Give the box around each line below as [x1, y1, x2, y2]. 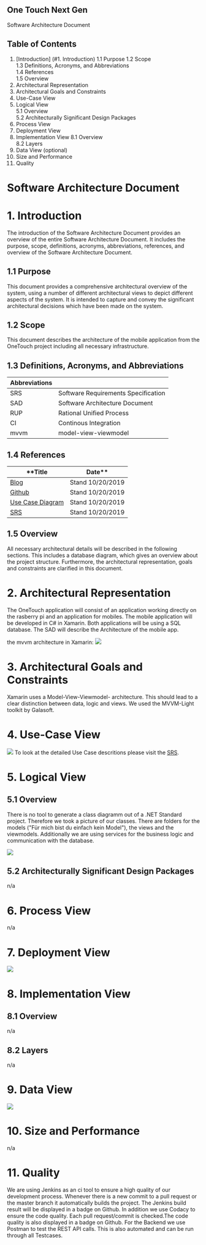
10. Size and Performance [7, 1124, 140, 1138]
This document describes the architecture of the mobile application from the [7, 336, 200, 344]
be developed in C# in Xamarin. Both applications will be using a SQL [7, 619, 181, 627]
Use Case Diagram [10, 498, 64, 506]
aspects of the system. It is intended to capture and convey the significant [7, 295, 194, 303]
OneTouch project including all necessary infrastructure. [7, 342, 149, 350]
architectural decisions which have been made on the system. [7, 302, 164, 309]
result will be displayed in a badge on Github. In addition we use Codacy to [7, 1205, 196, 1213]
